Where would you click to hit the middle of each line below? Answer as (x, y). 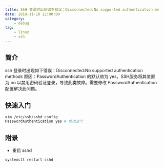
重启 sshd (22, 150)
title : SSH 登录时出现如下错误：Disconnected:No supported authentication (79, 9)
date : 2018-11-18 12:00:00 (32, 14)
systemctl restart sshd (29, 160)
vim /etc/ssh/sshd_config (31, 117)
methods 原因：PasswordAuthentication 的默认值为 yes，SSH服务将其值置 (80, 76)
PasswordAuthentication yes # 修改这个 (44, 121)
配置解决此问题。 (22, 89)
